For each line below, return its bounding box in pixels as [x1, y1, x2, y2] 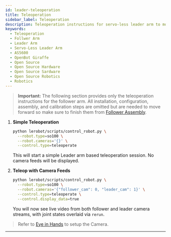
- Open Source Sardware [10, 69, 60, 75]
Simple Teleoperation [12, 118, 60, 125]
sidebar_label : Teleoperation [5, 17, 70, 22]
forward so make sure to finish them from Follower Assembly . [17, 109, 147, 115]
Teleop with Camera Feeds [12, 168, 70, 174]
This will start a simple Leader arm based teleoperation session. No [12, 152, 154, 158]
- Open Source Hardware [10, 64, 60, 69]
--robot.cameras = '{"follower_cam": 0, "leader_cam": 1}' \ [17, 187, 146, 192]
